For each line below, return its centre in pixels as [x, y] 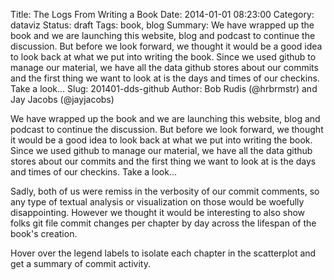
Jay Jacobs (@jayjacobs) [62, 99]
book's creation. [44, 233]
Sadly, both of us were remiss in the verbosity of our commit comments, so [165, 191]
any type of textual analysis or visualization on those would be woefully [157, 202]
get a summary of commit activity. [80, 263]
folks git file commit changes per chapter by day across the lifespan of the [163, 223]
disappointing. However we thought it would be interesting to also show [158, 212]
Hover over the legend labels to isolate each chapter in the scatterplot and [163, 253]
